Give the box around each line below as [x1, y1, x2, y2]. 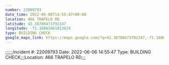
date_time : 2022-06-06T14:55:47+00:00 [5, 12, 87, 17]
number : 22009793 [5, 7, 42, 12]
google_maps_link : [5, 35, 44, 40]
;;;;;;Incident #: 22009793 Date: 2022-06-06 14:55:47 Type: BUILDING [5, 48, 151, 55]
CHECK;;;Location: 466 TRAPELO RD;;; [5, 54, 86, 60]
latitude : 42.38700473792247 [5, 21, 66, 26]
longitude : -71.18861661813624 [5, 26, 71, 31]
